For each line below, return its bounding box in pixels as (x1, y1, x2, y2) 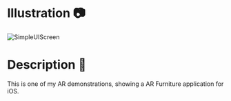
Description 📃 (7, 57, 87, 73)
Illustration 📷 (7, 5, 86, 21)
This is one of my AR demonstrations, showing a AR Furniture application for (7, 80, 224, 88)
